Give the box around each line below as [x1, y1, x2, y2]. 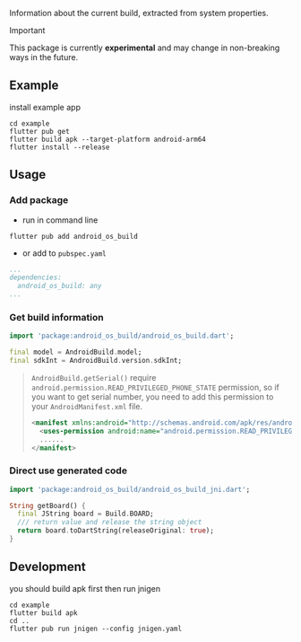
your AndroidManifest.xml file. [30, 400, 143, 411]
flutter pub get [9, 127, 70, 136]
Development [9, 559, 87, 575]
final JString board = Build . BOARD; [17, 509, 154, 519]
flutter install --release [9, 143, 110, 152]
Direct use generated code [9, 464, 128, 477]
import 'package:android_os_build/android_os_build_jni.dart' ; [9, 485, 251, 494]
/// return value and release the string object [17, 518, 202, 527]
